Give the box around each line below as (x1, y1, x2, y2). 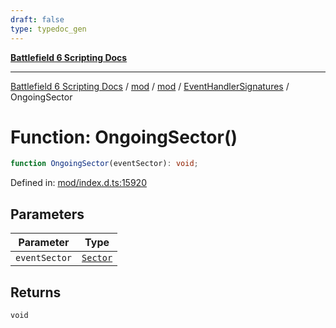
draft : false (10, 14, 65, 25)
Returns (10, 284, 62, 301)
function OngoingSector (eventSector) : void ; (10, 159, 199, 169)
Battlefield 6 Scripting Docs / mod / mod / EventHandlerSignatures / (10, 80, 290, 92)
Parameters (10, 206, 85, 223)
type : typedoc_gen (10, 24, 87, 34)
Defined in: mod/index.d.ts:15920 (10, 177, 147, 189)
